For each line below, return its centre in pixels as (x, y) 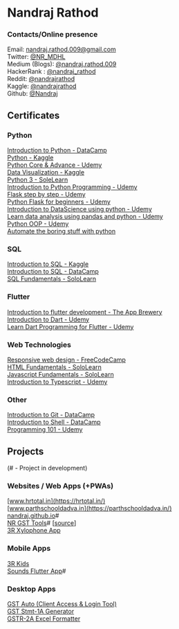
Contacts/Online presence (53, 35)
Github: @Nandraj (32, 94)
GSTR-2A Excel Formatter (44, 619)
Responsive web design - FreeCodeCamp (67, 360)
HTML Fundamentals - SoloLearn (55, 367)
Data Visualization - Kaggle (46, 172)
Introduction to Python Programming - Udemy (72, 187)
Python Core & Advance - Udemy (55, 165)
